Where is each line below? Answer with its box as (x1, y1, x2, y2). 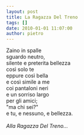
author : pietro (6, 31, 44, 37)
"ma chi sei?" (6, 104, 38, 111)
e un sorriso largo (6, 91, 49, 98)
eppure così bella (6, 72, 49, 79)
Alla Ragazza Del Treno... (6, 123, 68, 130)
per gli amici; (6, 97, 38, 104)
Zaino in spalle (6, 47, 42, 54)
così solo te (6, 66, 34, 73)
